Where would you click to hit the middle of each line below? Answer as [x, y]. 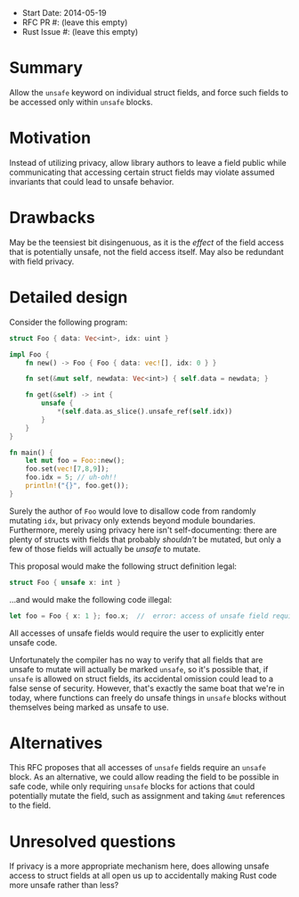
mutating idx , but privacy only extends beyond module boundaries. [133, 520]
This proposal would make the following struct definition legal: [123, 566]
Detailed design [69, 297]
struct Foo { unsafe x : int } [65, 582]
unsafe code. [33, 642]
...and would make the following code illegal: [91, 599]
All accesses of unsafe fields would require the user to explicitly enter [137, 633]
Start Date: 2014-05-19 [64, 13]
